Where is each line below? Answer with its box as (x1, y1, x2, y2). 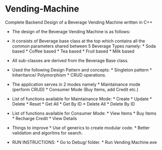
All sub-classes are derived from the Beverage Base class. (12, 57, 129, 63)
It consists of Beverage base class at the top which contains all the (12, 38, 145, 44)
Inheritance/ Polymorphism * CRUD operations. (12, 72, 106, 78)
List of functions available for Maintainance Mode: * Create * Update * (12, 95, 152, 102)
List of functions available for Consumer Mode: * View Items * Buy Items (12, 110, 157, 116)
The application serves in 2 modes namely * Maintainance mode (12, 81, 141, 87)
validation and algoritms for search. (12, 130, 83, 136)
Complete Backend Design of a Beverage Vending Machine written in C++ (5, 19, 153, 25)
